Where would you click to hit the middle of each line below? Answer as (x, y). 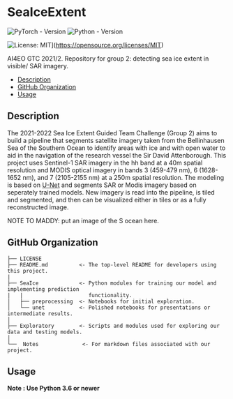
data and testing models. (45, 332)
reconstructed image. (38, 207)
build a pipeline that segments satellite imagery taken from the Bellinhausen (116, 140)
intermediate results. (40, 314)
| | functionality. (70, 295)
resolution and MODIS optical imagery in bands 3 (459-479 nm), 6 (103, 170)
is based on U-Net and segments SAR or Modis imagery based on (102, 185)
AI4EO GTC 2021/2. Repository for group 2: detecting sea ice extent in (108, 58)
